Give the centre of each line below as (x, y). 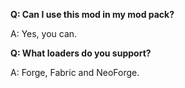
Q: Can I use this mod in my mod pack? (92, 14)
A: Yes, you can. (44, 33)
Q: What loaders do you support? (81, 53)
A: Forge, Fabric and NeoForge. (75, 72)
